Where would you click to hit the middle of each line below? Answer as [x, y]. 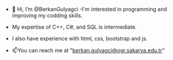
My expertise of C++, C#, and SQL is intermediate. [74, 27]
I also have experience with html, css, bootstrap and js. [80, 38]
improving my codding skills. [47, 15]
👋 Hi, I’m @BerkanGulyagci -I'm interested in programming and [89, 9]
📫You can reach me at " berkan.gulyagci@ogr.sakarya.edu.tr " [88, 50]
